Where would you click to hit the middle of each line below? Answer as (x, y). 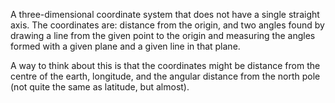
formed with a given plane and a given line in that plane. (125, 46)
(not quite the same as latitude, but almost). (100, 87)
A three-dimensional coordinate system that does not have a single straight (165, 14)
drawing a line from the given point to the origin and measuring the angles (163, 35)
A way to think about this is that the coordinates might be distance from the (165, 65)
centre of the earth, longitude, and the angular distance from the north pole (165, 76)
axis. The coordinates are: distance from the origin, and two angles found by (167, 25)
